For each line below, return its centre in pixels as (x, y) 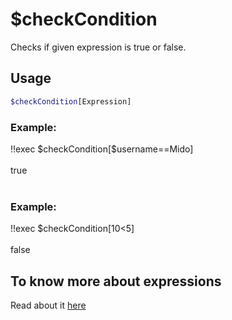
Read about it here (48, 305)
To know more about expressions (116, 281)
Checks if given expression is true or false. (98, 47)
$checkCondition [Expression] (71, 101)
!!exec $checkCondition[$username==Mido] (102, 149)
